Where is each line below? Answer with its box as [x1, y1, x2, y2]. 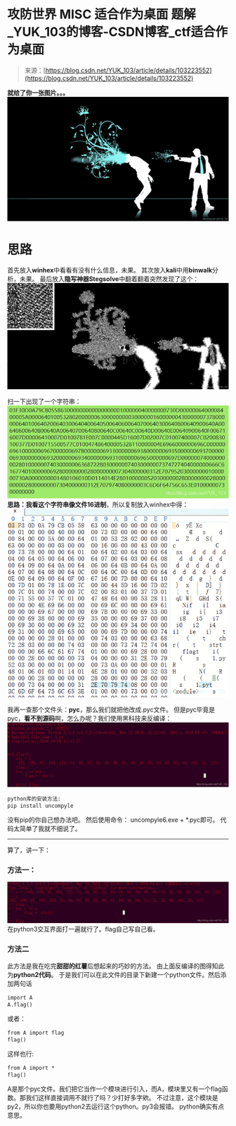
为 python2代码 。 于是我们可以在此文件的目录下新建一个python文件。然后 [7, 970, 221, 978]
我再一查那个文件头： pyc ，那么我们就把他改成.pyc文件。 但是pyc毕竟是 [7, 705, 216, 714]
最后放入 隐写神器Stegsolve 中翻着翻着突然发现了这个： [39, 275, 199, 283]
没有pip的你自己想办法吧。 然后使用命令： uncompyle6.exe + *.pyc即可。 [7, 816, 219, 824]
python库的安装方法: [7, 795, 61, 802]
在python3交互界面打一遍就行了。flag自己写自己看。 [7, 925, 159, 934]
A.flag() [7, 1001, 33, 1008]
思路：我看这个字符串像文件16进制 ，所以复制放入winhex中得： [7, 500, 189, 509]
